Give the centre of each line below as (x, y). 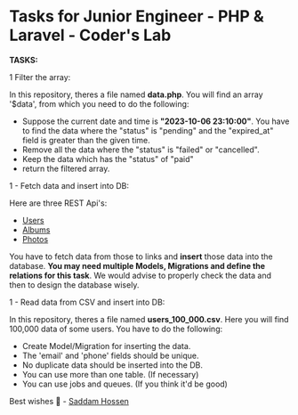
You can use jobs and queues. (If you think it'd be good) (125, 384)
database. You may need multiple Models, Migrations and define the (137, 265)
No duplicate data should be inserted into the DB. (112, 365)
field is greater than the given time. (86, 140)
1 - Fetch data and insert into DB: (69, 185)
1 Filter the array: (40, 77)
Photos (35, 239)
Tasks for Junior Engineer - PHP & (137, 16)
